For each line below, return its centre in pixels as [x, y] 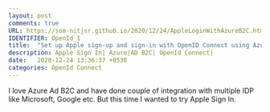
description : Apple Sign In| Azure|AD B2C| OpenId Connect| [111, 53]
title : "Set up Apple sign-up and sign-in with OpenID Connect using [129, 46]
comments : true [34, 23]
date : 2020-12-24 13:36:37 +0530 [68, 61]
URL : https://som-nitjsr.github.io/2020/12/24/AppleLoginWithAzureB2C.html [138, 30]
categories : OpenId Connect [55, 68]
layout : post [30, 16]
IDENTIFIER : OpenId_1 [45, 38]
